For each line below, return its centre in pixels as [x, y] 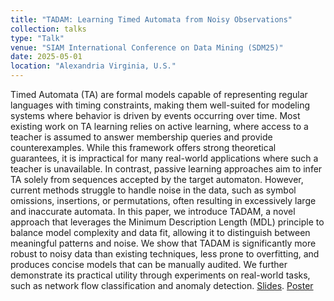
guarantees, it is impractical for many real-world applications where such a [164, 158]
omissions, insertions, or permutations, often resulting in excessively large [163, 200]
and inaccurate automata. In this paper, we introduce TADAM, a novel [153, 211]
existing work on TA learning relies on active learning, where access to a [159, 126]
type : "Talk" [37, 38]
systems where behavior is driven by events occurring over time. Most [155, 115]
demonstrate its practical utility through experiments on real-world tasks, [160, 275]
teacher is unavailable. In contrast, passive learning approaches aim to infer [166, 169]
